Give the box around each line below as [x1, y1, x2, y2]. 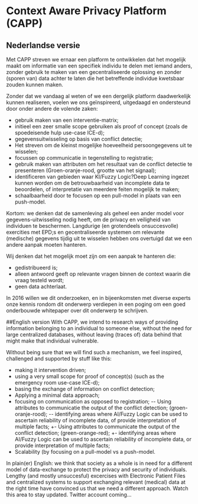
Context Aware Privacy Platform [6, 4, 167, 18]
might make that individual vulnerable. [6, 337, 99, 344]
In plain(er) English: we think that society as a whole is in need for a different [6, 460, 193, 467]
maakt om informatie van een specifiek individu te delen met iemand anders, [6, 62, 193, 69]
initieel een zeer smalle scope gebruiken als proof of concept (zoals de [14, 123, 188, 130]
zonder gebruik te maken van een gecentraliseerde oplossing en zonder [6, 69, 182, 75]
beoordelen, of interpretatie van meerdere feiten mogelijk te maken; [14, 186, 180, 193]
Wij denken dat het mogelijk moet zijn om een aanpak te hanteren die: [6, 253, 176, 260]
